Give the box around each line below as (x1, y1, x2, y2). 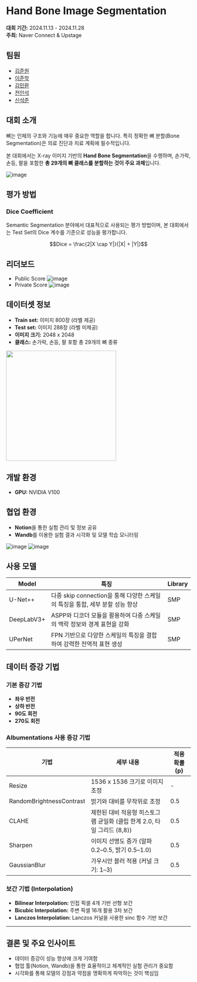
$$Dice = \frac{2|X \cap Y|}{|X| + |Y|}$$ (49, 241, 148, 248)
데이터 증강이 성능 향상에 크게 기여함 (14, 955, 98, 962)
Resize (9, 782, 28, 790)
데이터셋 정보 (6, 300, 51, 310)
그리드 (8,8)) (97, 826, 132, 835)
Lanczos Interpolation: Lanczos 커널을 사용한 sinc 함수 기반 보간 (14, 914, 168, 921)
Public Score (14, 275, 46, 283)
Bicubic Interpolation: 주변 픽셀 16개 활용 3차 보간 (14, 906, 133, 914)
